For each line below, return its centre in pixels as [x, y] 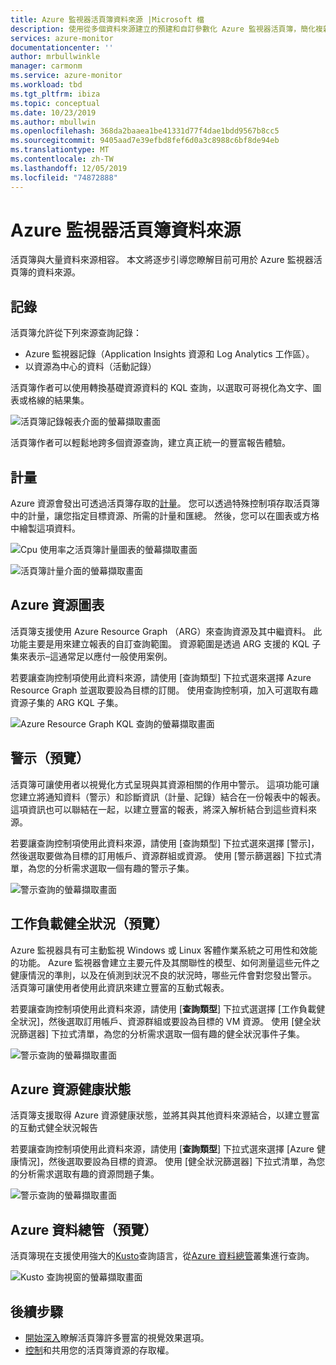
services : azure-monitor [62, 38]
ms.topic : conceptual [55, 103]
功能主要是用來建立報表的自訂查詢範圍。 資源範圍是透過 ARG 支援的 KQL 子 [166, 643]
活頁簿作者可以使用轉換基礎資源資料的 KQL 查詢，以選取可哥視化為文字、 [161, 388]
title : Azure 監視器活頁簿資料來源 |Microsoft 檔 [107, 19]
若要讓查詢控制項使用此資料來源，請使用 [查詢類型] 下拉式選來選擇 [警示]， [165, 843]
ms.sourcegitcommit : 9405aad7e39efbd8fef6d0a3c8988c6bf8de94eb [145, 141]
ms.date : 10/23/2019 [53, 112]
